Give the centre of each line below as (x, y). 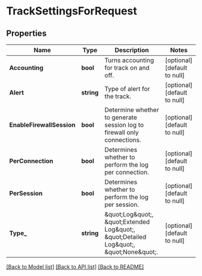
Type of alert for (127, 89)
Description (132, 50)
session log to (124, 125)
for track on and (127, 68)
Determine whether (132, 110)
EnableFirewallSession (42, 125)
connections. (123, 140)
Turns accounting (129, 60)
